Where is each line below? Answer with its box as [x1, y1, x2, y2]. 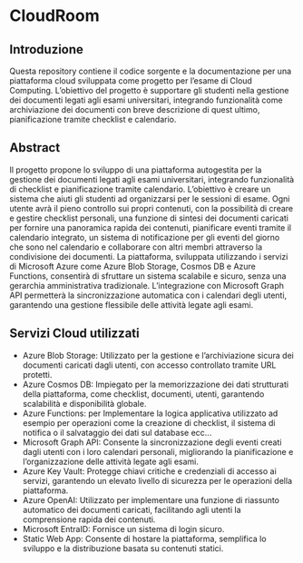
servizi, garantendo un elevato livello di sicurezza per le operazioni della [22, 475, 293, 486]
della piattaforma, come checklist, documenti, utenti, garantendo [22, 388, 265, 400]
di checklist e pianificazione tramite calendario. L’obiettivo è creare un [9, 183, 271, 194]
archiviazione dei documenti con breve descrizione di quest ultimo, [9, 104, 260, 114]
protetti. [22, 369, 53, 380]
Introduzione [9, 42, 84, 57]
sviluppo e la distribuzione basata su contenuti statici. [22, 542, 224, 554]
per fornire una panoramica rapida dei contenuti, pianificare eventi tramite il [9, 222, 292, 232]
